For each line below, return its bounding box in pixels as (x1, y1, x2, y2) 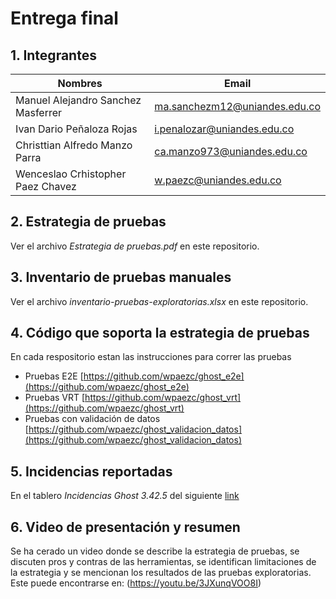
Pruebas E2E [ (24, 370, 84, 382)
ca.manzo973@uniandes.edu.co (154, 145, 308, 158)
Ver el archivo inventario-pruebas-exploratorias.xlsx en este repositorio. (10, 295, 309, 307)
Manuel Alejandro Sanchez (15, 93, 142, 107)
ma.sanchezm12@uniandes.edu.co (154, 100, 321, 113)
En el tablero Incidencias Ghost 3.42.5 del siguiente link (10, 490, 240, 502)
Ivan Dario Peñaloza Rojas (15, 122, 138, 136)
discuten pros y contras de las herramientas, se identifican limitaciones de (10, 556, 317, 568)
